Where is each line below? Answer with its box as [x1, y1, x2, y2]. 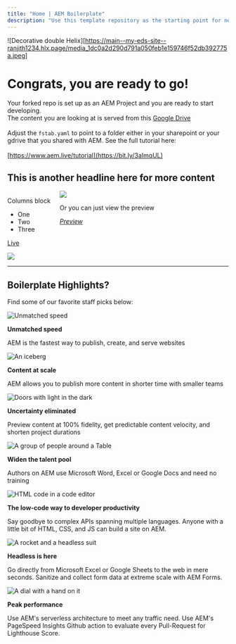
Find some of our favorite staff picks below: [7, 298, 133, 306]
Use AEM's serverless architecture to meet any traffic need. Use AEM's [7, 614, 214, 623]
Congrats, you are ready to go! [7, 75, 189, 91]
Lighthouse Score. [7, 629, 60, 638]
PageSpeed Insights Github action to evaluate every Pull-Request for [7, 621, 206, 630]
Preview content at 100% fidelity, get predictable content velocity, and [7, 420, 211, 429]
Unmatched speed [7, 325, 63, 334]
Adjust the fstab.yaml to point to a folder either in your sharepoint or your [7, 129, 220, 137]
